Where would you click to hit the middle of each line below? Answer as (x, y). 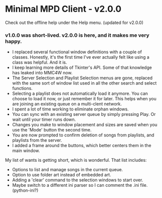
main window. (26, 151)
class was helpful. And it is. (40, 63)
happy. (13, 41)
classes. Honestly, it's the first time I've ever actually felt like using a (81, 57)
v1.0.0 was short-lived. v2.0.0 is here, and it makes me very (77, 35)
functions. (22, 88)
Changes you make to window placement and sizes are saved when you (85, 125)
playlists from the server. (37, 140)
